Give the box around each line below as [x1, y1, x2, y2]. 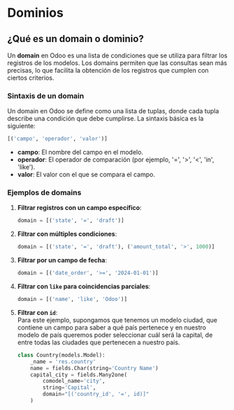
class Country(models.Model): [17, 351, 106, 358]
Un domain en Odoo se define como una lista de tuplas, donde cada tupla [7, 107, 219, 115]
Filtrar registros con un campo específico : [17, 204, 142, 212]
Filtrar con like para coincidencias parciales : [17, 282, 151, 291]
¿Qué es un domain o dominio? [7, 33, 145, 45]
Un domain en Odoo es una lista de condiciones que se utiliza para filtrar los [7, 51, 228, 59]
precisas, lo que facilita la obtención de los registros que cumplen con [7, 66, 210, 74]
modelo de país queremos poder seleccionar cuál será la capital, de [17, 330, 213, 339]
